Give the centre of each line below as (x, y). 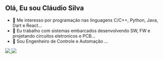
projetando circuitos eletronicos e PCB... (54, 36)
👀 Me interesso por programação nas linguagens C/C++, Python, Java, (85, 20)
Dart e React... (27, 25)
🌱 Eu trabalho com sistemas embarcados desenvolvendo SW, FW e (81, 30)
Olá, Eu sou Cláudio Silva (45, 8)
